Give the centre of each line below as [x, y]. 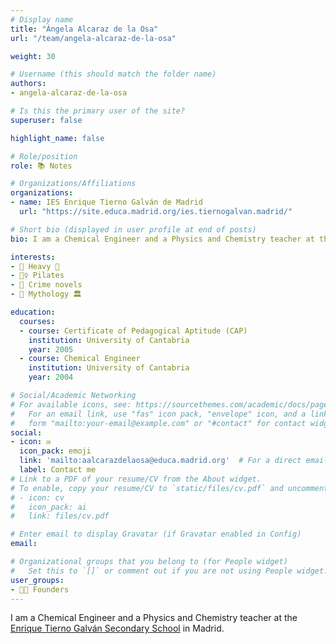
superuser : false [46, 120]
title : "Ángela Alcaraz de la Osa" [84, 29]
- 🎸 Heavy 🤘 [35, 266]
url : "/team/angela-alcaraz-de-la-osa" [93, 38]
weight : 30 [33, 56]
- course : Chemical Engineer [80, 359]
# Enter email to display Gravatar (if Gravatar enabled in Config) [156, 534]
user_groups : [37, 580]
